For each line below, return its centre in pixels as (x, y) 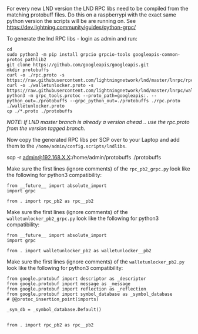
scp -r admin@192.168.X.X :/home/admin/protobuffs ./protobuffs (84, 157)
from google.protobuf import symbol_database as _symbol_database (90, 294)
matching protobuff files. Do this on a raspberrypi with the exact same (92, 15)
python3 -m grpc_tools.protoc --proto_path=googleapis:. (78, 96)
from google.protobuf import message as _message (69, 284)
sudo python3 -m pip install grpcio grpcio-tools (69, 55)
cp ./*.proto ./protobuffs (40, 111)
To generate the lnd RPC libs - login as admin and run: (72, 39)
